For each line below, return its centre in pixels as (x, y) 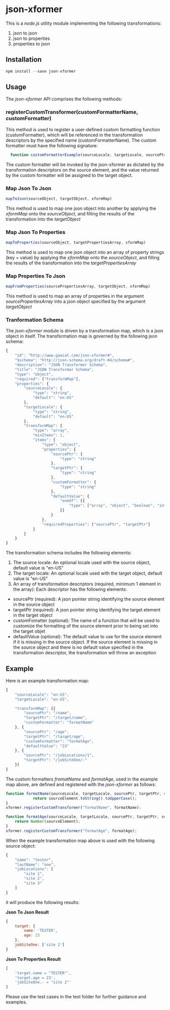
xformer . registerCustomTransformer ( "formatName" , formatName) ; (74, 808)
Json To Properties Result (33, 959)
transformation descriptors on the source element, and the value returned (82, 170)
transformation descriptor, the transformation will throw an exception (84, 653)
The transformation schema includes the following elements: (69, 553)
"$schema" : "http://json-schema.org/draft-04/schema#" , (75, 360)
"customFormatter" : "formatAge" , (59, 741)
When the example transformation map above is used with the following (80, 840)
